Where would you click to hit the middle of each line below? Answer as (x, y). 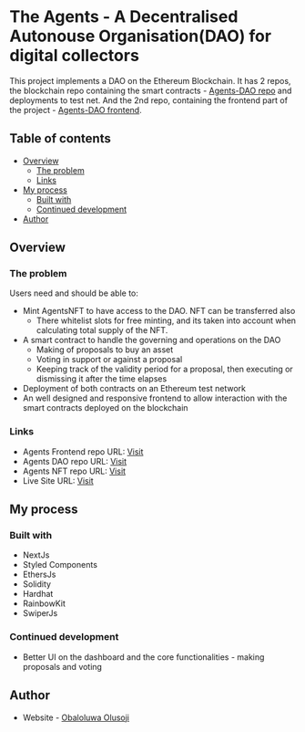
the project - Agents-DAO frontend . (76, 110)
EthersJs (39, 575)
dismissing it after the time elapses (102, 379)
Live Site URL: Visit (58, 480)
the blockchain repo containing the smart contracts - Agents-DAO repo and (151, 90)
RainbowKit (44, 603)
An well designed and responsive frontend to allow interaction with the (155, 398)
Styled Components (60, 565)
